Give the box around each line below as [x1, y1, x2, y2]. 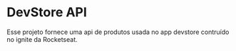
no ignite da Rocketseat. [6, 35, 78, 43]
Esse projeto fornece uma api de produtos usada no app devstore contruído [6, 28, 230, 36]
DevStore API [6, 4, 87, 21]
